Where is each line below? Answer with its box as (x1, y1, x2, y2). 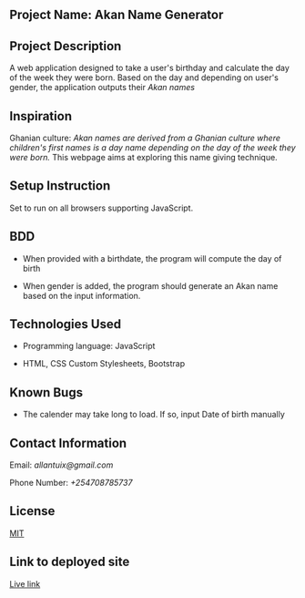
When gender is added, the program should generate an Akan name (22, 280, 279, 291)
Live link (9, 578, 41, 589)
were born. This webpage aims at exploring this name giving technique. (9, 152, 278, 163)
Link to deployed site (9, 554, 130, 570)
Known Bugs (9, 385, 84, 400)
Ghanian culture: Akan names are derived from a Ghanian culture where (9, 132, 280, 144)
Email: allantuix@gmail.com (9, 459, 114, 470)
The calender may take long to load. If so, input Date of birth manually (22, 409, 285, 420)
